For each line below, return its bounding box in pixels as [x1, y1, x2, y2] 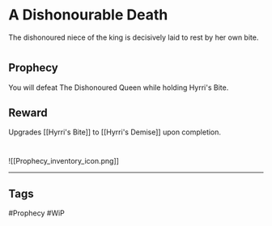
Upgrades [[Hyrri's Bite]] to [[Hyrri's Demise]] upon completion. [8, 127, 221, 137]
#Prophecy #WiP [8, 208, 65, 218]
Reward [8, 105, 49, 119]
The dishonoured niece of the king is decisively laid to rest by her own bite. [8, 32, 259, 42]
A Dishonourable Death [8, 6, 168, 24]
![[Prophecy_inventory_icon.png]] [8, 156, 120, 165]
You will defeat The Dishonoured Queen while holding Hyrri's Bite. [8, 83, 229, 92]
